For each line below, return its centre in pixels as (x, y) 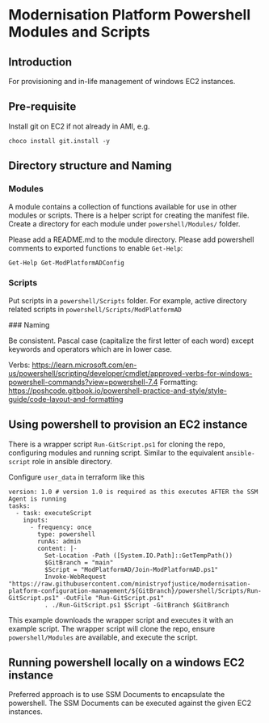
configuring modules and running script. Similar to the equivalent (116, 452)
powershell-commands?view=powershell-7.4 (83, 382)
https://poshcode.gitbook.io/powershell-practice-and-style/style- (118, 391)
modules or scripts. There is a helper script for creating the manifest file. (129, 215)
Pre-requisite (42, 107)
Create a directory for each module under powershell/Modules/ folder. (124, 223)
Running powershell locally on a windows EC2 (126, 662)
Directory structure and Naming (90, 166)
